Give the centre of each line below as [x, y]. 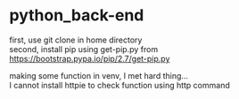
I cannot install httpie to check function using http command [119, 85]
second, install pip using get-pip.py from [84, 49]
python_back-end [77, 15]
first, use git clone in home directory [76, 40]
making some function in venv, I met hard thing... [99, 75]
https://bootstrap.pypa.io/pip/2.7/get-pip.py [90, 58]
